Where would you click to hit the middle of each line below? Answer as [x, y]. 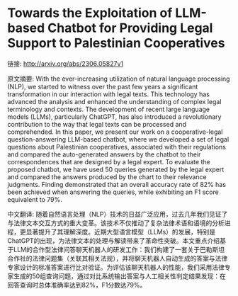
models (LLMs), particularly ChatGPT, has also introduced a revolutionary [114, 116]
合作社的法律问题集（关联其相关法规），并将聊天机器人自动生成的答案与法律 [118, 258]
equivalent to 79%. [35, 199]
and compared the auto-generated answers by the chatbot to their [104, 154]
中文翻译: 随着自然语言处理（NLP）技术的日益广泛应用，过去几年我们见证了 [118, 214]
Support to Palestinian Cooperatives [116, 43]
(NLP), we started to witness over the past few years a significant [103, 86]
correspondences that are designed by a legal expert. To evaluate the [109, 161]
